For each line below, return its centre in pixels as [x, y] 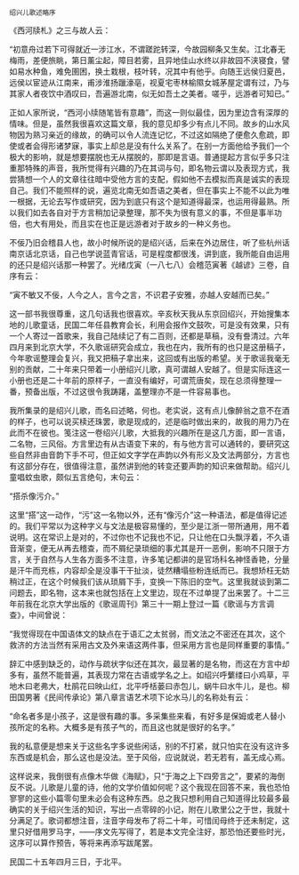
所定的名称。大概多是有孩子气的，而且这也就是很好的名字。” [126, 727]
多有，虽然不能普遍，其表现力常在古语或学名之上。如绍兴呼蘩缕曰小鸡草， [145, 675]
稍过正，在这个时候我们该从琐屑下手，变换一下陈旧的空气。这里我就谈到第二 [149, 582]
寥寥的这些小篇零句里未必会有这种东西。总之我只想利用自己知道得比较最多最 [149, 798]
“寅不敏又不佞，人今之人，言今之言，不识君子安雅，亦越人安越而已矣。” [139, 295]
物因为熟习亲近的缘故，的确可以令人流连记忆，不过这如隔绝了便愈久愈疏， [145, 135]
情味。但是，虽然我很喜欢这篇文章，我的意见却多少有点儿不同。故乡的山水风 [149, 124]
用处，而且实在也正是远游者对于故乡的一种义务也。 [141, 224]
